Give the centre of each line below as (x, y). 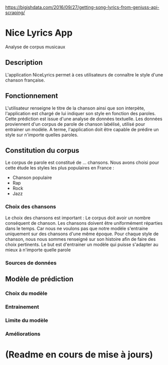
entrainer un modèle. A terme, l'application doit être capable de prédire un (82, 129)
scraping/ (15, 13)
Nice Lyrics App (39, 33)
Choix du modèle (26, 293)
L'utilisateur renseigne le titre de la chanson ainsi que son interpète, (75, 108)
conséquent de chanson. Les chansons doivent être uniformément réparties (84, 223)
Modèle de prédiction (39, 279)
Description (24, 63)
